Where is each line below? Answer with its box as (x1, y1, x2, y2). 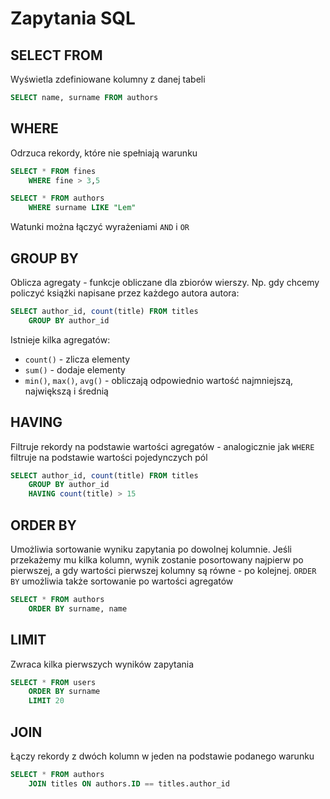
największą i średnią (24, 385, 109, 397)
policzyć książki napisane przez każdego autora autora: (10, 287, 240, 299)
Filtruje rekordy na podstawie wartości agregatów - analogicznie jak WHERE (10, 440, 315, 452)
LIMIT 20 (28, 696, 65, 706)
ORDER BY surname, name (28, 603, 128, 614)
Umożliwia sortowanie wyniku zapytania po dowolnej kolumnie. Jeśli (10, 543, 292, 555)
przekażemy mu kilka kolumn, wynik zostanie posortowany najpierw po (10, 554, 304, 566)
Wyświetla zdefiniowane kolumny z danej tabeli (10, 73, 206, 85)
